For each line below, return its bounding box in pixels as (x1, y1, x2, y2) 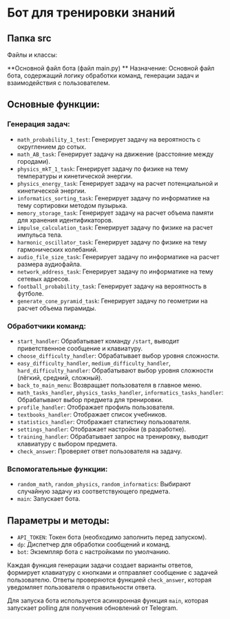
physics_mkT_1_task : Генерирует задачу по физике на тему (17, 164, 189, 173)
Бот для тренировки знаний (7, 5, 176, 21)
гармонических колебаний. (17, 245, 98, 254)
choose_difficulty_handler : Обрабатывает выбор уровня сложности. (17, 351, 220, 360)
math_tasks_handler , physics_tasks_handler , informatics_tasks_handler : (17, 388, 224, 397)
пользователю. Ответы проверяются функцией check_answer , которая (7, 575, 212, 584)
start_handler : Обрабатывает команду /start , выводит (17, 336, 180, 345)
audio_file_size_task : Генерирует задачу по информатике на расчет (17, 252, 220, 260)
